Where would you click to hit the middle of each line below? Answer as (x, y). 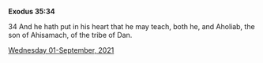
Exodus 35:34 (32, 11)
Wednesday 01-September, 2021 (61, 50)
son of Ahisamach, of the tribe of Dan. (70, 35)
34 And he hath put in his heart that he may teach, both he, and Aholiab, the (131, 26)
